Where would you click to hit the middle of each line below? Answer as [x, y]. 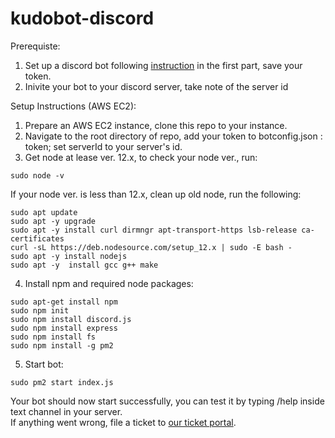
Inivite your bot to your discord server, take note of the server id [156, 86]
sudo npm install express [64, 328]
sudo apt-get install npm [64, 302]
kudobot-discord [82, 18]
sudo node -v [37, 175]
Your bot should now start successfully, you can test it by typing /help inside [167, 401]
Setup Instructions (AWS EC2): [73, 106]
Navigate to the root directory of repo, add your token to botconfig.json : [173, 136]
